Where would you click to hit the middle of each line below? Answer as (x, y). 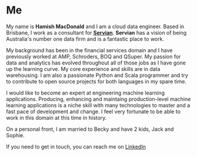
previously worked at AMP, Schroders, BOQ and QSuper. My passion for (94, 56)
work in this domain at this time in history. (56, 117)
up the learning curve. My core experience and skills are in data (83, 69)
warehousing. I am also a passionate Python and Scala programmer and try (97, 75)
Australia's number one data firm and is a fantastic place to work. (85, 39)
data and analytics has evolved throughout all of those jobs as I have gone (96, 63)
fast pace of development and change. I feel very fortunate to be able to (94, 111)
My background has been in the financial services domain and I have (89, 50)
